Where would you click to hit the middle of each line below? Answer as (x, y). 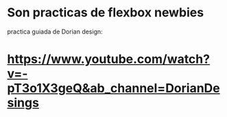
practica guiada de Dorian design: (55, 31)
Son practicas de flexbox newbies (106, 13)
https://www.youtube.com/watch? (109, 59)
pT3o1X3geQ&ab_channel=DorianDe (114, 89)
